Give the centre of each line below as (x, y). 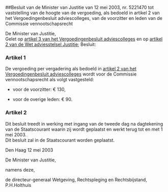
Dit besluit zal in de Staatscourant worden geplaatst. (60, 140)
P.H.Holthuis (18, 185)
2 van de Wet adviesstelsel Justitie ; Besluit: (51, 44)
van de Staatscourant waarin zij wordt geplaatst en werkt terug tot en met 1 (84, 129)
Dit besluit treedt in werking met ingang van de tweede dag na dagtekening (84, 124)
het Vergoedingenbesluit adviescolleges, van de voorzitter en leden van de (84, 18)
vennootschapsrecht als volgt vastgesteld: (50, 80)
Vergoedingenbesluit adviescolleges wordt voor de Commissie (71, 74)
